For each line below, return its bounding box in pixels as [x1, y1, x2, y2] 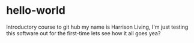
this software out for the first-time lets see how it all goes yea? [6, 29, 161, 36]
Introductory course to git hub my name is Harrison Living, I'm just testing [6, 23, 189, 30]
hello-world [6, 4, 66, 17]
